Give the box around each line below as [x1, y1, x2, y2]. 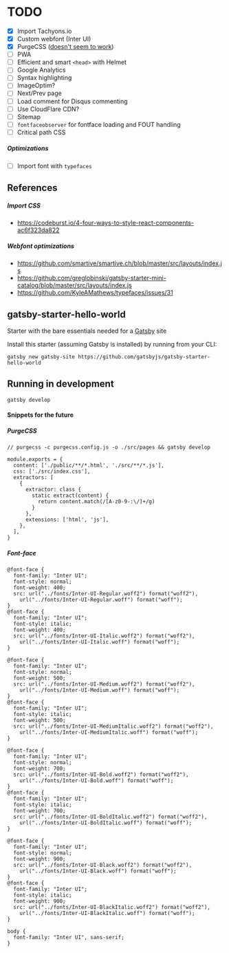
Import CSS [7, 201, 41, 209]
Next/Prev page [17, 89, 62, 97]
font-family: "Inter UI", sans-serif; [13, 934, 125, 941]
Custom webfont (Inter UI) [17, 35, 91, 43]
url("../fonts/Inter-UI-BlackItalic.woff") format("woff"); [19, 910, 195, 917]
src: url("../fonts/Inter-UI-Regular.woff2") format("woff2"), [13, 591, 198, 597]
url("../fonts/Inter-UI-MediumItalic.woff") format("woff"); [19, 729, 198, 736]
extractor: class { [25, 486, 81, 493]
